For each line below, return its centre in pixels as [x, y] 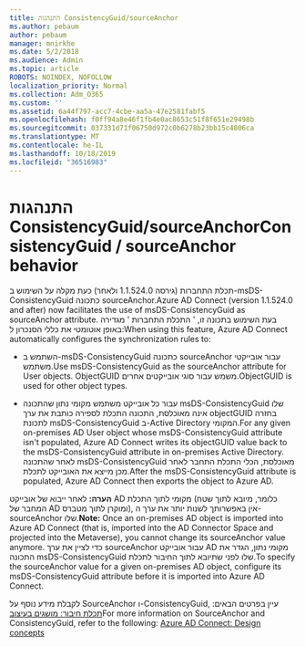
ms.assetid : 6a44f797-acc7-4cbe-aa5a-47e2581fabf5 [107, 111]
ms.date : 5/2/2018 [44, 52]
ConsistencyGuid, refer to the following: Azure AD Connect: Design [135, 623]
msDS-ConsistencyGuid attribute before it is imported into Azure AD [137, 577]
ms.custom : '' [36, 103]
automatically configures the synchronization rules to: [110, 339]
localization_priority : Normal [69, 86]
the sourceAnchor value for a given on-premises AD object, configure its [146, 567]
